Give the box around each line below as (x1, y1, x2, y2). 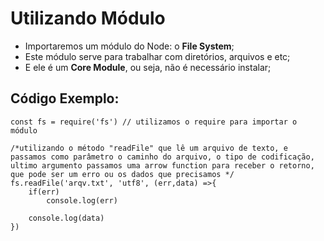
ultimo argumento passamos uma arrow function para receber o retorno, (10, 160, 315, 171)
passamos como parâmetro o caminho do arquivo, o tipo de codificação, (10, 152, 315, 162)
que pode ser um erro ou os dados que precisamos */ (10, 169, 235, 179)
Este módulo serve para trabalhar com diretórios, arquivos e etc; (24, 50, 291, 62)
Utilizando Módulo (10, 7, 166, 30)
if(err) (28, 187, 60, 197)
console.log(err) (46, 195, 118, 206)
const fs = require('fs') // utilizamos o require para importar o (10, 117, 298, 127)
